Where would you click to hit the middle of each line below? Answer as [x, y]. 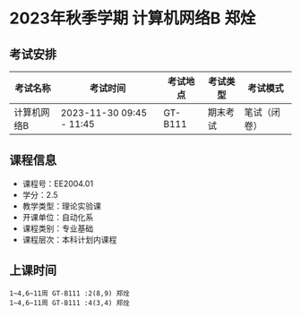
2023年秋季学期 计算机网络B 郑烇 [133, 18]
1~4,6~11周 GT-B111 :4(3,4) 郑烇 [69, 303]
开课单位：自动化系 [58, 217]
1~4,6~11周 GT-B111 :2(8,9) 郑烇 [69, 293]
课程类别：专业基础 [58, 228]
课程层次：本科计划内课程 [69, 239]
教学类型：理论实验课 [61, 206]
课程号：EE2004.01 [58, 184]
